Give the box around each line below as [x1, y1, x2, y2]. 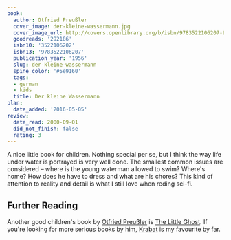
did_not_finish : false [13, 125, 78, 132]
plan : [7, 100, 23, 107]
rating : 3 [13, 131, 41, 138]
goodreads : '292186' [13, 36, 72, 43]
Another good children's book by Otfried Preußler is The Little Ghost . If [7, 218, 208, 226]
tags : [13, 74, 30, 81]
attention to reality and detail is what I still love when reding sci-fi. [7, 179, 193, 188]
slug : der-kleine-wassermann [13, 61, 97, 68]
